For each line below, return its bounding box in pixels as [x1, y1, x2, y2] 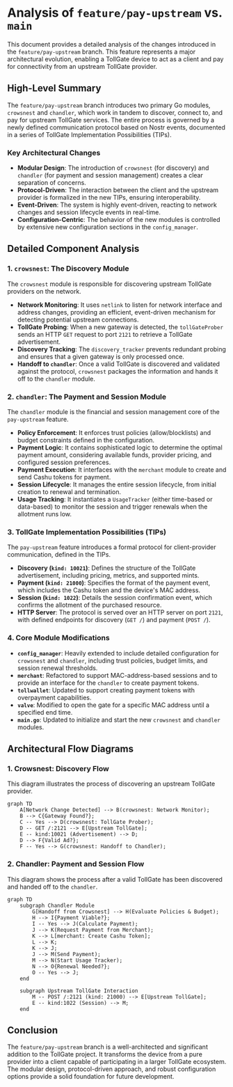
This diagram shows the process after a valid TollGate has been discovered [7, 875, 223, 883]
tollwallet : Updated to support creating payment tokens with [17, 685, 195, 694]
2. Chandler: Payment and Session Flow [7, 859, 145, 869]
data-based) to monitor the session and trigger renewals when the [17, 502, 208, 511]
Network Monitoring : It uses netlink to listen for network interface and [17, 301, 223, 309]
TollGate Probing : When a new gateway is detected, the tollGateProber [17, 322, 224, 331]
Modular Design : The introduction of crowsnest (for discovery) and [17, 164, 209, 172]
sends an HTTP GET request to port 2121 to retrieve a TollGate [17, 330, 193, 338]
